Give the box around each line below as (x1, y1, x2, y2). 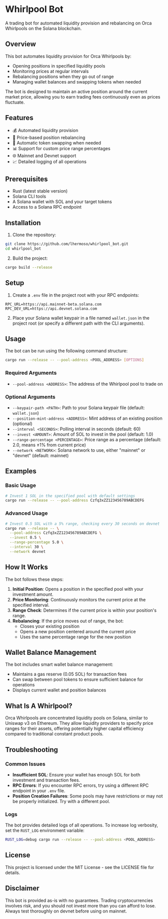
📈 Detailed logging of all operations (12, 159, 86, 165)
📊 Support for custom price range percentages (12, 145, 111, 151)
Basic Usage (5, 482, 36, 489)
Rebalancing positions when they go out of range (12, 74, 114, 80)
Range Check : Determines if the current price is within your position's (12, 607, 156, 613)
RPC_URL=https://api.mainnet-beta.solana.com (5, 302, 101, 307)
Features (5, 114, 33, 122)
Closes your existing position (19, 623, 80, 629)
